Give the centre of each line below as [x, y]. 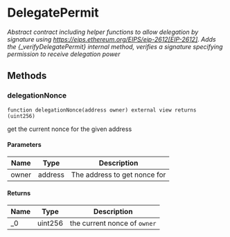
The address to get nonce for [118, 175]
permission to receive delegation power [64, 54]
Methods [27, 76]
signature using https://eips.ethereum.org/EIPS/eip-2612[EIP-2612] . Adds [112, 39]
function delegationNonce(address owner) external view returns [102, 110]
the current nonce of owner [113, 223]
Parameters [24, 145]
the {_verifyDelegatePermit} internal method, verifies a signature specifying [115, 46]
